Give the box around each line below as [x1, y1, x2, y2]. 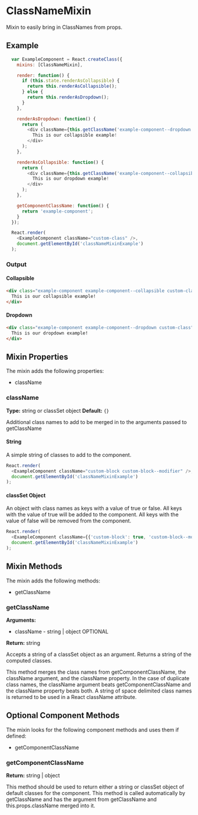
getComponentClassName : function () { [16, 203, 110, 208]
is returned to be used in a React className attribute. [6, 694, 137, 701]
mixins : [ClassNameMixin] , [16, 62, 83, 68]
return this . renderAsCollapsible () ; [27, 84, 117, 90]
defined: [6, 732, 27, 740]
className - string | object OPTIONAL [14, 628, 109, 635]
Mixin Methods [6, 561, 62, 572]
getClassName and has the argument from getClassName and [6, 796, 157, 803]
